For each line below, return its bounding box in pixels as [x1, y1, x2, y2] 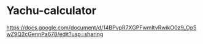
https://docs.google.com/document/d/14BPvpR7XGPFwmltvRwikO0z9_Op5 [6, 24, 197, 31]
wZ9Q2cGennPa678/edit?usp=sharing [6, 30, 104, 37]
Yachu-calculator [6, 4, 97, 18]
